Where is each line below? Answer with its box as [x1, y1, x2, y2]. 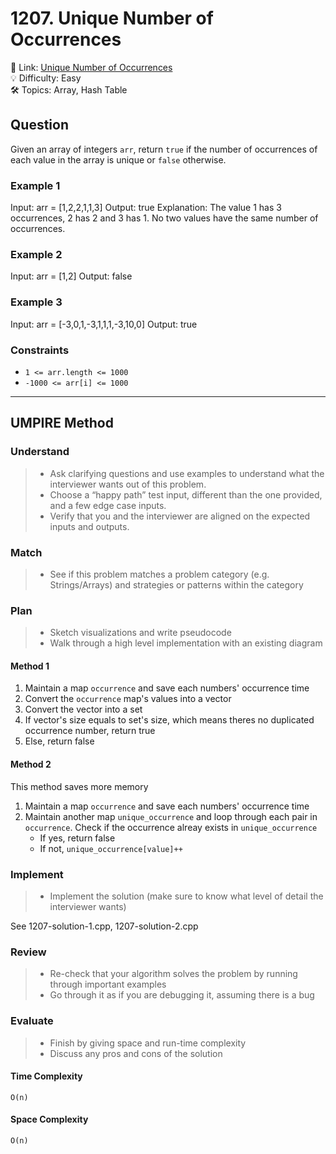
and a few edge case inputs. [49, 499, 167, 511]
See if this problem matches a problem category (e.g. [49, 568, 270, 580]
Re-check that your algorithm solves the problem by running [49, 968, 298, 980]
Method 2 [10, 758, 52, 771]
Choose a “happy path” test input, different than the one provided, [49, 488, 323, 501]
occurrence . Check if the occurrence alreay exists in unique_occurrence [24, 821, 318, 833]
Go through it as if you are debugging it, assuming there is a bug [49, 989, 315, 1001]
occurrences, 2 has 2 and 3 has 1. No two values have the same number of [10, 212, 319, 224]
